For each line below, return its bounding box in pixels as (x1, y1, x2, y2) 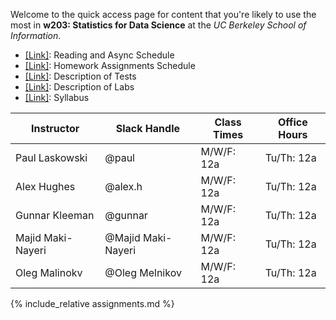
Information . (10, 30, 62, 41)
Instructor (31, 122, 80, 135)
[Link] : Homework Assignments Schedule (24, 60, 196, 71)
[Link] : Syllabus (24, 92, 90, 103)
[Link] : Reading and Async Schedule (24, 49, 175, 61)
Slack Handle (115, 122, 181, 135)
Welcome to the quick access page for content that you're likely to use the (10, 9, 317, 20)
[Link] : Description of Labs (24, 81, 135, 93)
